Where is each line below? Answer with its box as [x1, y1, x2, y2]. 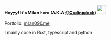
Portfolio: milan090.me [4, 20, 50, 26]
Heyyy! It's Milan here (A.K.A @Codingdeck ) [4, 10, 96, 15]
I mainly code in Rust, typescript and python [4, 30, 92, 36]
